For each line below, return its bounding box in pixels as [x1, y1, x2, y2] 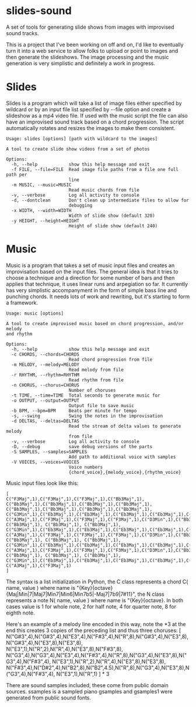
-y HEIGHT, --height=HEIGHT [11, 218, 80, 224]
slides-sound [6, 4, 72, 18]
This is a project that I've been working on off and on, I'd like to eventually [6, 41, 184, 48]
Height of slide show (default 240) [68, 223, 158, 229]
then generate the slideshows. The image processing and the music [6, 53, 169, 60]
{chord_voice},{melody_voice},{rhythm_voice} [68, 469, 181, 475]
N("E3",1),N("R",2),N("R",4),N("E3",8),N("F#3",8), [6, 645, 124, 653]
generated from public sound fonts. [6, 694, 92, 701]
